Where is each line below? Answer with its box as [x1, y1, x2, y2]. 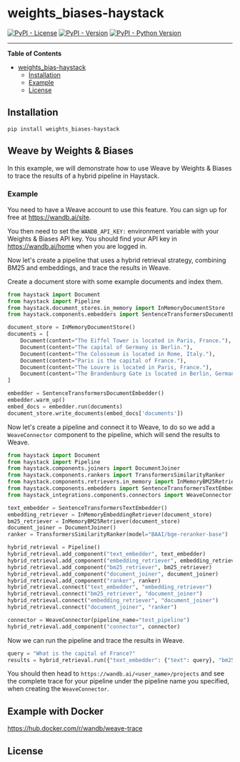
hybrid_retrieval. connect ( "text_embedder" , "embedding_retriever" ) [7, 583, 213, 591]
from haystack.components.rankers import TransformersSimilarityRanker [7, 471, 225, 479]
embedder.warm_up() [7, 396, 66, 404]
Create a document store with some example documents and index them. [7, 277, 224, 286]
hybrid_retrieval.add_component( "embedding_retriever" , [7, 557, 177, 564]
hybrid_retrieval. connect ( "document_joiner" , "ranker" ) [7, 603, 177, 611]
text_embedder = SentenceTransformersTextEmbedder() [7, 504, 168, 511]
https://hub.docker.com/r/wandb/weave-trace [7, 724, 143, 733]
